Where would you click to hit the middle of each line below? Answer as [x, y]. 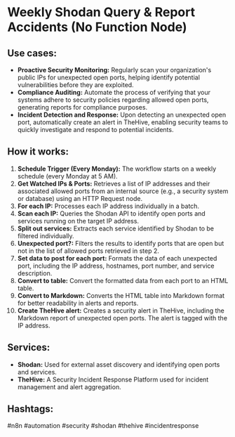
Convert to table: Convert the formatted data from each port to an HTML [123, 280]
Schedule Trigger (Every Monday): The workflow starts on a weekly [117, 169]
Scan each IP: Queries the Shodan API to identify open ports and [111, 213]
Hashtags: [31, 409]
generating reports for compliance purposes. [82, 107]
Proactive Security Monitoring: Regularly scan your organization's [114, 70]
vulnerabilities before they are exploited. [76, 85]
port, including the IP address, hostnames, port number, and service [116, 266]
